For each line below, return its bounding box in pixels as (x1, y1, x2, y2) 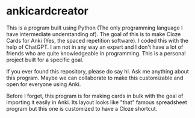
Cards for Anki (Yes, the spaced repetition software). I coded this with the (6, 37, 188, 44)
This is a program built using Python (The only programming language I (6, 24, 183, 31)
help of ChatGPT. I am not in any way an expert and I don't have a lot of (6, 43, 184, 51)
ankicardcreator (6, 4, 88, 18)
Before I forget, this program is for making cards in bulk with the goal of (6, 92, 184, 99)
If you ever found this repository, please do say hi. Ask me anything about (6, 67, 190, 75)
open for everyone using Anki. (6, 80, 81, 88)
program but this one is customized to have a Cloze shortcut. (6, 105, 158, 112)
